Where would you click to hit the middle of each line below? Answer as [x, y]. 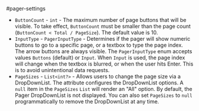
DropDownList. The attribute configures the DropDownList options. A [99, 83]
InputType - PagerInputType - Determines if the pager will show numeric [102, 39]
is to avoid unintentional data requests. [62, 70]
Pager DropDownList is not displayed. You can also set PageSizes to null [104, 95]
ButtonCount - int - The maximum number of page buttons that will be [100, 20]
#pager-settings [26, 9]
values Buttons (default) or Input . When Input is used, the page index [100, 58]
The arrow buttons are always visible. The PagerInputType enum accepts [103, 51]
